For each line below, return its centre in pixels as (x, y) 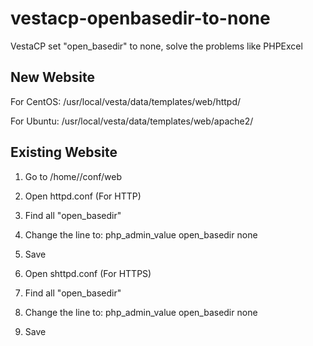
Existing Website (64, 152)
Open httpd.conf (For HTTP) (83, 196)
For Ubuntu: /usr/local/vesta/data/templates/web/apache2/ (132, 121)
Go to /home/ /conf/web (73, 176)
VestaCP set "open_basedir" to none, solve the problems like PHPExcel (156, 46)
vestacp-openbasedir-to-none (140, 18)
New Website (52, 77)
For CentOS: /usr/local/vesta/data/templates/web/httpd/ (126, 101)
